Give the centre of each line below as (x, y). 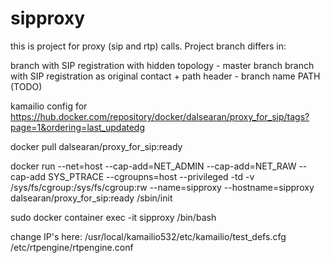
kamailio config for (49, 106)
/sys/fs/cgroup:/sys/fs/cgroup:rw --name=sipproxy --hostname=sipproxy (162, 187)
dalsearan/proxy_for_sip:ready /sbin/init (91, 198)
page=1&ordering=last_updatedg (78, 127)
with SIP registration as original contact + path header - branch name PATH (165, 76)
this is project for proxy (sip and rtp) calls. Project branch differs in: (148, 46)
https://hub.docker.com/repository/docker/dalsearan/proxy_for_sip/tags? (160, 116)
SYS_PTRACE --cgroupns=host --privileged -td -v (151, 176)
